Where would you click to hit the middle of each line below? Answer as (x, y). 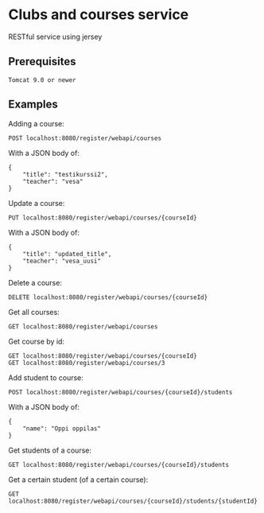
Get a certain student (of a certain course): (78, 480)
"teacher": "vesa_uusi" (62, 261)
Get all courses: (34, 312)
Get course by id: (37, 341)
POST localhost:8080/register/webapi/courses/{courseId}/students (120, 392)
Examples (33, 105)
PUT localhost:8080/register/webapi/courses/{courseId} (103, 218)
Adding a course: (37, 123)
